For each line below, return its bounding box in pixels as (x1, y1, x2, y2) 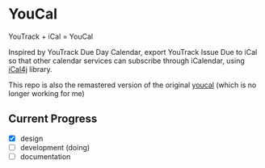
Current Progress (8, 112, 98, 126)
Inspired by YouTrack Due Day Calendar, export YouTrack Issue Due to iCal (8, 47, 258, 57)
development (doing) (19, 142, 90, 152)
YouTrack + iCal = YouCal (8, 31, 94, 41)
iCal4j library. (8, 64, 53, 73)
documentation (19, 151, 71, 162)
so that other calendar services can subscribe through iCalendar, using (8, 56, 245, 65)
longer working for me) (8, 88, 85, 98)
